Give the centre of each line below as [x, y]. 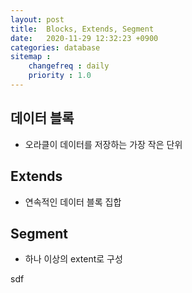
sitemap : [31, 57]
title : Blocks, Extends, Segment [82, 29]
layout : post [37, 19]
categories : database [55, 47]
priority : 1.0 [60, 76]
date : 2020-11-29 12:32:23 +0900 [84, 38]
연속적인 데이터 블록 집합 [73, 202]
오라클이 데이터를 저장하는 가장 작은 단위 [103, 144]
